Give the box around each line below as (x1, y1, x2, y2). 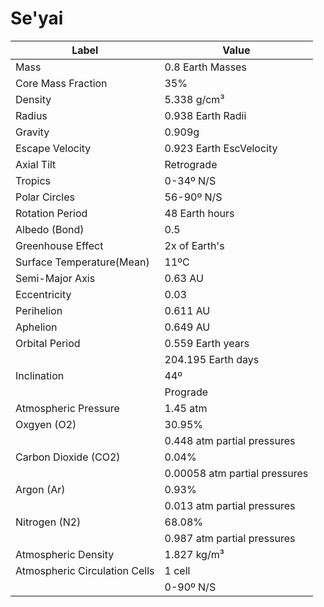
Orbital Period (15, 336, 81, 350)
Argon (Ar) (15, 482, 66, 496)
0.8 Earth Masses (164, 60, 247, 74)
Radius (15, 108, 48, 122)
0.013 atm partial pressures (164, 498, 296, 512)
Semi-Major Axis (15, 271, 96, 285)
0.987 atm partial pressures (164, 531, 296, 545)
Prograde (164, 385, 209, 399)
